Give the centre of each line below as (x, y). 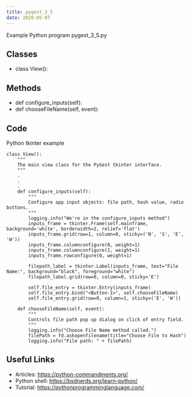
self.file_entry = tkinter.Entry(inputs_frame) (90, 287)
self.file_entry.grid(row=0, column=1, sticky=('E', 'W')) (105, 298)
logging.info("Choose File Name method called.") (92, 330)
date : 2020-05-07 (28, 18)
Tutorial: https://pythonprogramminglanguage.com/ (80, 387)
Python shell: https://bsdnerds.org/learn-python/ (76, 381)
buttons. (17, 207)
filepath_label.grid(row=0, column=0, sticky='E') (94, 277)
